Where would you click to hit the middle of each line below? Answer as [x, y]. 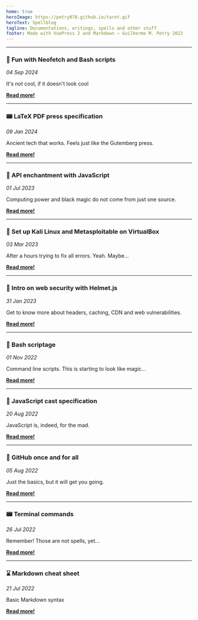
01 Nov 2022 [22, 357]
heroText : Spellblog [32, 22]
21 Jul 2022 [20, 588]
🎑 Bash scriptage [31, 344]
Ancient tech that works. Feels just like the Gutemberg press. [80, 143]
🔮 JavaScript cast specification [52, 401]
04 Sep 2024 [22, 72]
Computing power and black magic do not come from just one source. [91, 199]
